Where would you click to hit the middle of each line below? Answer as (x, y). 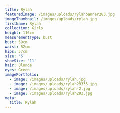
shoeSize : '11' (21, 61)
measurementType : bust (29, 38)
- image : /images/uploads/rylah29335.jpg (53, 84)
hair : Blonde (19, 65)
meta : (11, 98)
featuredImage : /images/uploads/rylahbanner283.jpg (60, 14)
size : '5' (15, 56)
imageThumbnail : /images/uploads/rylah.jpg (51, 19)
